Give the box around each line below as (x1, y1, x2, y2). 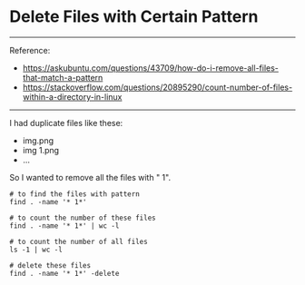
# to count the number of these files (9, 213, 156, 222)
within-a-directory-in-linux (22, 91, 123, 102)
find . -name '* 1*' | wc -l (9, 221, 120, 231)
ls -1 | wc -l (9, 245, 64, 254)
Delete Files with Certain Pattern (9, 6, 259, 27)
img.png (22, 134, 54, 146)
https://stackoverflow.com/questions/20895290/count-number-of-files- (22, 82, 293, 93)
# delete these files (9, 260, 92, 270)
